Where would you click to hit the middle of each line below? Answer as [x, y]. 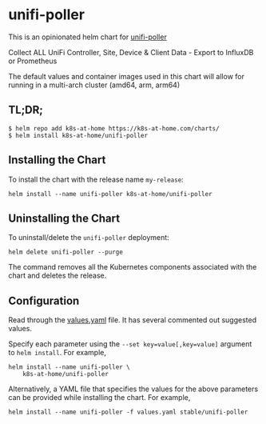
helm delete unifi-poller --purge [66, 252]
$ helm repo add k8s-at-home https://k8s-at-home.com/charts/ [114, 128]
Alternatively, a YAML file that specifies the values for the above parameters [133, 389]
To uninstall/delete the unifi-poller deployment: [89, 238]
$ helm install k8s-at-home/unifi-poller [78, 135]
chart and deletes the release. [58, 276]
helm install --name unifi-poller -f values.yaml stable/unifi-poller [128, 412]
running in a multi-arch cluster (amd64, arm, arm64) [94, 85]
